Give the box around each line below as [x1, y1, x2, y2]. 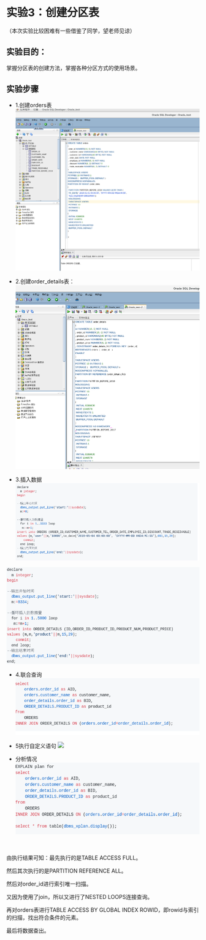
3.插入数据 [15, 476, 42, 483]
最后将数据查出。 [6, 927, 50, 934]
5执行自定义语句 [15, 742, 57, 749]
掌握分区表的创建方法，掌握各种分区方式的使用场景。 [6, 64, 141, 71]
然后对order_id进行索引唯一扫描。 [6, 880, 92, 887]
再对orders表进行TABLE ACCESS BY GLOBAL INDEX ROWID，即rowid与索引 [6, 906, 199, 914]
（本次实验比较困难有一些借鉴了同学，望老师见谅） [6, 27, 135, 34]
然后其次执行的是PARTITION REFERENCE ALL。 [6, 867, 127, 874]
